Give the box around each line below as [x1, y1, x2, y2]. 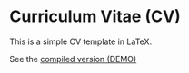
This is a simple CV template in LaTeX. [9, 36, 153, 47]
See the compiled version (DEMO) [9, 53, 137, 64]
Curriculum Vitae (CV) [9, 6, 182, 27]
